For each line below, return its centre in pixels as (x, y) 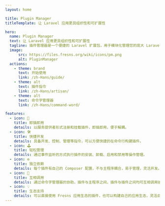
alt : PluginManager (38, 59)
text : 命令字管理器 (36, 100)
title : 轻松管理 (29, 150)
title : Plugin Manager (28, 18)
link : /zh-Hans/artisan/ (43, 91)
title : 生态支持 (29, 191)
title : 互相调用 (29, 178)
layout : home (18, 10)
